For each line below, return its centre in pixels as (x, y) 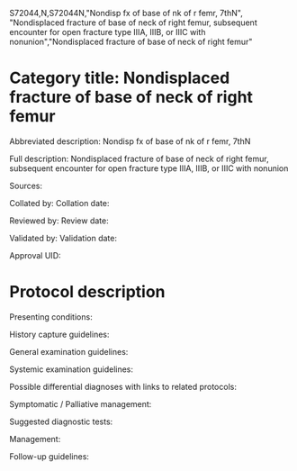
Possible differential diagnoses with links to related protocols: (123, 386)
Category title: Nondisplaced (120, 78)
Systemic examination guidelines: (71, 369)
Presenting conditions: (51, 317)
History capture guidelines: (59, 334)
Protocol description (87, 292)
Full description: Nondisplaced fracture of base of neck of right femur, (139, 159)
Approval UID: (35, 255)
